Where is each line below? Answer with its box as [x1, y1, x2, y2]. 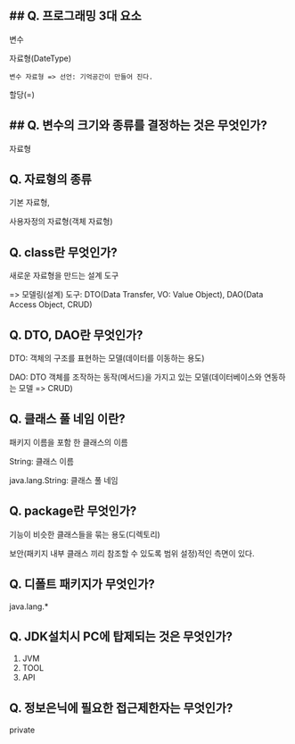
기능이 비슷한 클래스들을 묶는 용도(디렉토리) [9, 529, 160, 539]
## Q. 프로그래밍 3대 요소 [9, 8, 143, 24]
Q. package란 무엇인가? [9, 504, 137, 519]
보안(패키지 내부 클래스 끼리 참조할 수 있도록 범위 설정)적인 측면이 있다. [9, 548, 256, 558]
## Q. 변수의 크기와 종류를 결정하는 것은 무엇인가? [9, 118, 267, 133]
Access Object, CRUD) [9, 299, 93, 310]
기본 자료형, [9, 197, 51, 208]
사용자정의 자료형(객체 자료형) [9, 216, 113, 227]
